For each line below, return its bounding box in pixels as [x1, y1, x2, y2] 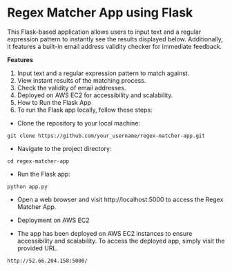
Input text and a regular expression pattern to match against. [17, 69, 190, 77]
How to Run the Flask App [17, 98, 92, 106]
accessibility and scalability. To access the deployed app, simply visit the [17, 237, 225, 245]
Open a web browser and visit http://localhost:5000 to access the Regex [17, 195, 224, 203]
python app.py [7, 183, 48, 190]
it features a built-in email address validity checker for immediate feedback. [7, 42, 222, 50]
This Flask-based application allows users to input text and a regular [7, 28, 202, 36]
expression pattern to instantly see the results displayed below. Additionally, [7, 34, 223, 43]
